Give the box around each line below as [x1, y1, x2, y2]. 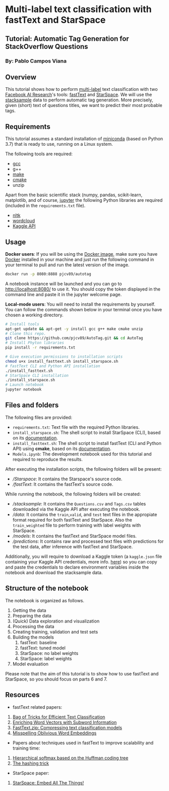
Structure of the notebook [5, 584, 89, 593]
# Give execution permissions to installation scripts [5, 354, 123, 359]
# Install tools [5, 321, 39, 326]
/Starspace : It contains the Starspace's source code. [12, 476, 123, 482]
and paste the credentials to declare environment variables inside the [5, 564, 149, 570]
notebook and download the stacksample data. [5, 569, 103, 576]
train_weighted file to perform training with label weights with [12, 522, 141, 528]
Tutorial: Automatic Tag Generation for [5, 34, 130, 43]
